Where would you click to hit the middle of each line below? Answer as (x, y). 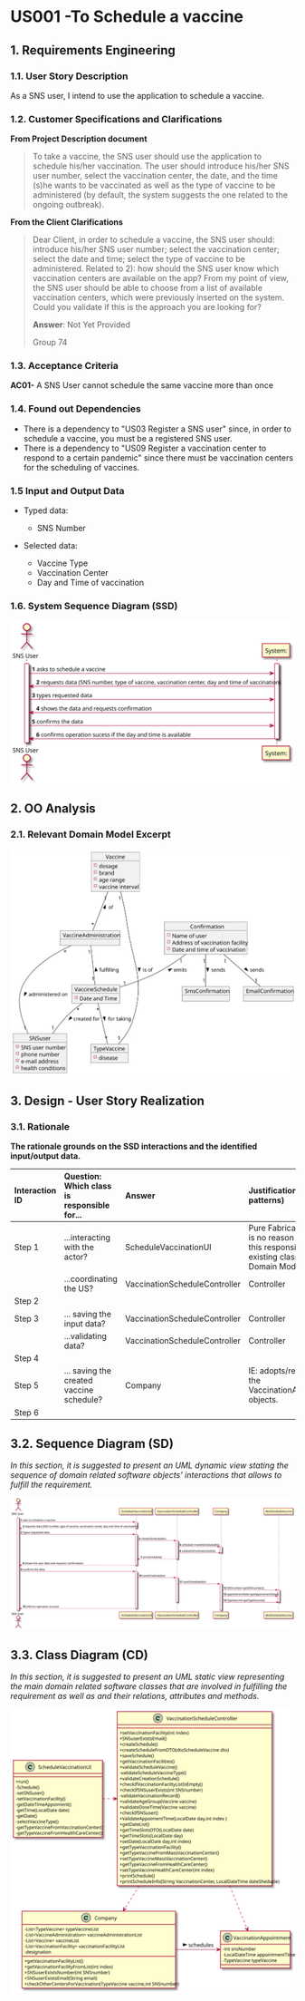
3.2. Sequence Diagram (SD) (92, 1443)
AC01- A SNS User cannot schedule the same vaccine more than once (142, 385)
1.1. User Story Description (70, 76)
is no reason (272, 1237)
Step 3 (26, 1319)
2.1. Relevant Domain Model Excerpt (91, 834)
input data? (85, 1323)
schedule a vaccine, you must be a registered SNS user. (128, 438)
